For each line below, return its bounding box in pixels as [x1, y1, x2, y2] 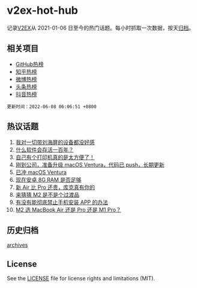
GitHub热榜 [15, 61, 44, 68]
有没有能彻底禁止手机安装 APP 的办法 [15, 199, 109, 206]
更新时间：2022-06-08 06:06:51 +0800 [7, 103, 97, 110]
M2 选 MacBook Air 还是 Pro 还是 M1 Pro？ [15, 206, 122, 213]
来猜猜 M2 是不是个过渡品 [15, 191, 80, 198]
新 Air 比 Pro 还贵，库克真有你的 [15, 184, 95, 191]
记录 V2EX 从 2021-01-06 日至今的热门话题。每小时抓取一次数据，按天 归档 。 [7, 24, 195, 31]
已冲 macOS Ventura [15, 169, 67, 176]
